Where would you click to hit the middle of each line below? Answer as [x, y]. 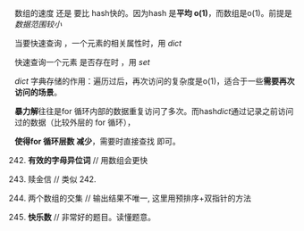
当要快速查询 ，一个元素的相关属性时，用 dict [98, 43]
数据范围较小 [38, 24]
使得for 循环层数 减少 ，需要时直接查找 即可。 [98, 141]
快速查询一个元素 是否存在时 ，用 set [82, 62]
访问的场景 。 [38, 92]
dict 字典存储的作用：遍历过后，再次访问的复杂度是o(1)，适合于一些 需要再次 [155, 81]
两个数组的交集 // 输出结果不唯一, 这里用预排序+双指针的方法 [139, 198]
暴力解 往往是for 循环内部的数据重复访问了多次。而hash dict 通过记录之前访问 [154, 111]
